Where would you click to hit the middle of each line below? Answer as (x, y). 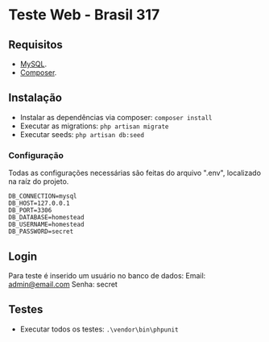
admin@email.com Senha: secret (63, 284)
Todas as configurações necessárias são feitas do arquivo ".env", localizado (135, 173)
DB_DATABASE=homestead (46, 218)
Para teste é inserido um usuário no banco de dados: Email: (107, 275)
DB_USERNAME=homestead (46, 225)
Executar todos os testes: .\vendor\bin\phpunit (99, 329)
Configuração (36, 155)
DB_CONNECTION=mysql (43, 196)
